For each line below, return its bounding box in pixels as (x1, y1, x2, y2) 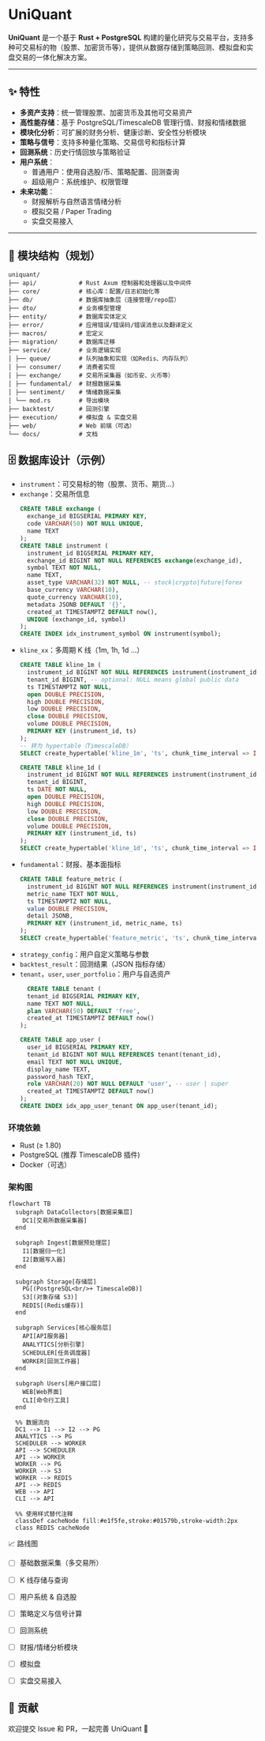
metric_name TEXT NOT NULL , (27, 890, 120, 898)
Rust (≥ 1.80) (19, 1140, 62, 1151)
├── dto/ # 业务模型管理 (8, 304, 121, 312)
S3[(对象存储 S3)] (22, 1294, 78, 1302)
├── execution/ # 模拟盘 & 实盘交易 (8, 413, 138, 421)
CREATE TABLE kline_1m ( (19, 661, 102, 669)
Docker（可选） (19, 1160, 72, 1170)
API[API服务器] (22, 1332, 69, 1340)
